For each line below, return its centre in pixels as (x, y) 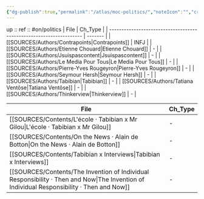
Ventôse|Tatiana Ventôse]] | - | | (46, 87)
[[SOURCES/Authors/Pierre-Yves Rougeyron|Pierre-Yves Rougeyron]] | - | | (100, 68)
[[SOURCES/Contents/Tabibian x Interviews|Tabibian (85, 154)
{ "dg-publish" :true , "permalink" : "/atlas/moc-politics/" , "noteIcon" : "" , (99, 12)
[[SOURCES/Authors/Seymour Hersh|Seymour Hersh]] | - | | (81, 74)
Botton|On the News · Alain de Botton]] (65, 144)
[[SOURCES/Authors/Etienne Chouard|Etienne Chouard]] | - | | (84, 49)
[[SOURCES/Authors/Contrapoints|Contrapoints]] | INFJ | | (79, 42)
